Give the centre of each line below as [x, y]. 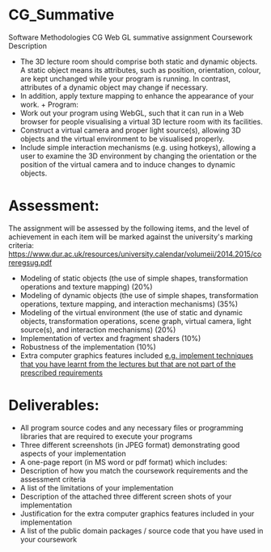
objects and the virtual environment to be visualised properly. [122, 138]
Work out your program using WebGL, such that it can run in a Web [132, 113]
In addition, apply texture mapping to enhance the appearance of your [137, 95]
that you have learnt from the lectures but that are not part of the [128, 364]
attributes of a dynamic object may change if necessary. [114, 87]
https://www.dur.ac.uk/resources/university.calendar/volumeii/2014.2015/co [135, 254]
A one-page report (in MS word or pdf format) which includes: [124, 461]
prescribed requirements [61, 373]
